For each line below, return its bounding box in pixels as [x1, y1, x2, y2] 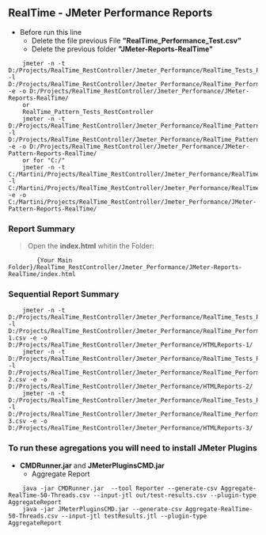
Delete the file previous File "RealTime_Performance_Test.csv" [31, 36, 241, 45]
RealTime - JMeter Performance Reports [8, 6, 213, 20]
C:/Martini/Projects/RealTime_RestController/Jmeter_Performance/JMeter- [8, 198, 257, 206]
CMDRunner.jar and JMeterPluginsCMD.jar [19, 461, 165, 470]
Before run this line [19, 27, 82, 36]
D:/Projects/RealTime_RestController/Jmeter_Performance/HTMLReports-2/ [8, 383, 253, 391]
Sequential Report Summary [8, 289, 120, 300]
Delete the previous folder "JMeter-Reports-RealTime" [31, 44, 214, 54]
